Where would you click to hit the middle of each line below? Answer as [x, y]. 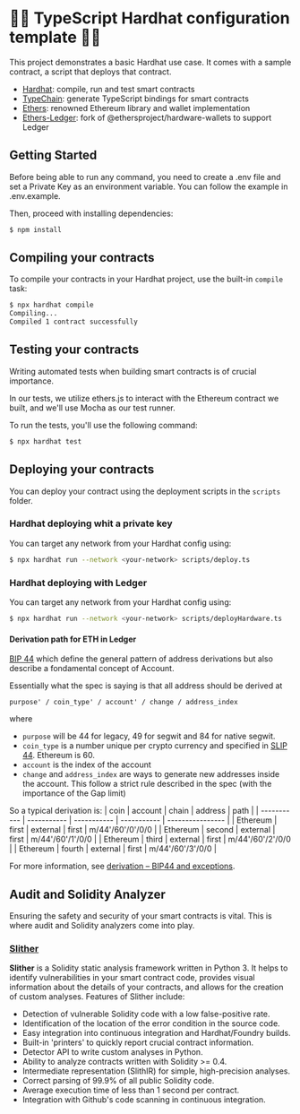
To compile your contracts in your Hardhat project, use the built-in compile [146, 279]
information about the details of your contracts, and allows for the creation [146, 987]
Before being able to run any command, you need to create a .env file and [145, 177]
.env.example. [35, 195]
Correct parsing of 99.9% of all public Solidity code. [118, 1081]
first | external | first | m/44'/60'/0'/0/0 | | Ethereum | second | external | [142, 830]
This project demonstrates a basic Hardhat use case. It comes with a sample [150, 62]
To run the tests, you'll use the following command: [104, 425]
